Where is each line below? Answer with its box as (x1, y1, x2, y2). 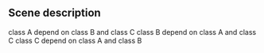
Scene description (8, 6, 101, 20)
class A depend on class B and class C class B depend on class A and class (8, 27, 257, 36)
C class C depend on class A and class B (8, 36, 142, 45)
